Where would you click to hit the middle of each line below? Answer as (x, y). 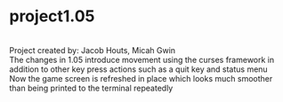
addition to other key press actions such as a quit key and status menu (139, 69)
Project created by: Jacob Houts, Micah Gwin (93, 50)
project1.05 (52, 16)
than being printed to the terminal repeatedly (91, 88)
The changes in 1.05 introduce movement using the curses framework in (142, 59)
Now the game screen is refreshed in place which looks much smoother (141, 78)
